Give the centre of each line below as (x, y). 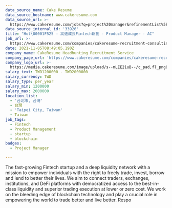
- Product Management (33, 129)
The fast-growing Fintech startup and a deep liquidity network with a (78, 167)
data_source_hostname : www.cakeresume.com (51, 15)
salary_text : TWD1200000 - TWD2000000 (47, 72)
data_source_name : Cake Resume (39, 10)
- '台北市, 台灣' (26, 100)
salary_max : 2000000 (27, 91)
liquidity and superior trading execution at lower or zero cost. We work (92, 189)
